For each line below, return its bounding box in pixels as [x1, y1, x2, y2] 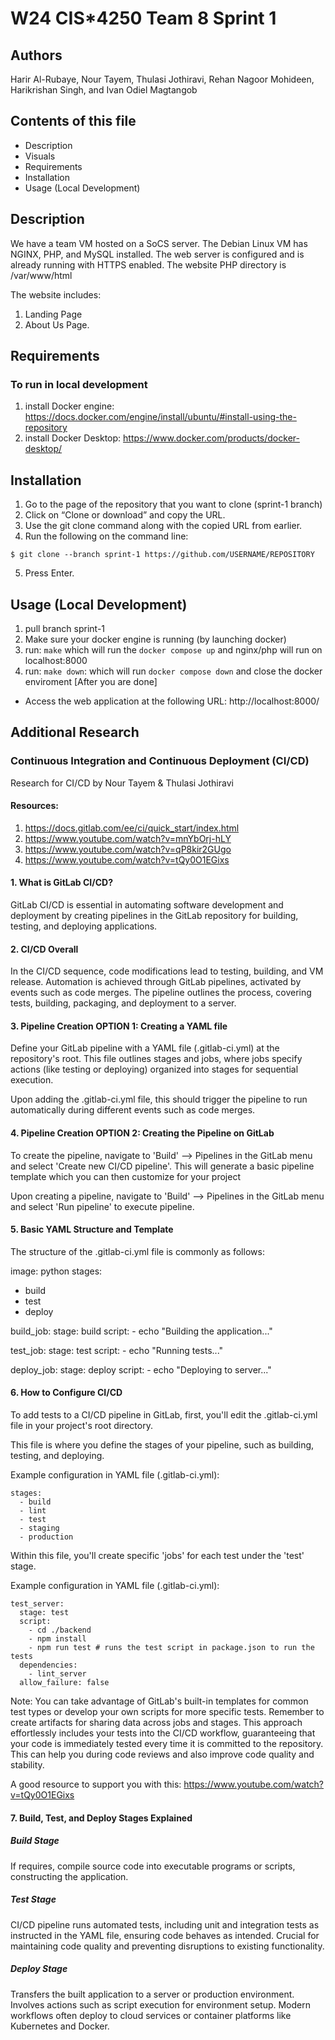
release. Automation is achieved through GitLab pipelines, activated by [10, 976, 302, 988]
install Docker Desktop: [24, 432, 122, 444]
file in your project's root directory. [10, 1420, 153, 1432]
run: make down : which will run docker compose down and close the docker [24, 665, 323, 677]
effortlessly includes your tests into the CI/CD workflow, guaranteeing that [10, 1727, 316, 1739]
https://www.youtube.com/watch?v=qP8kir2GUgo [24, 843, 232, 855]
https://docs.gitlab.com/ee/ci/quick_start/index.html [24, 822, 240, 834]
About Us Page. [24, 318, 90, 331]
